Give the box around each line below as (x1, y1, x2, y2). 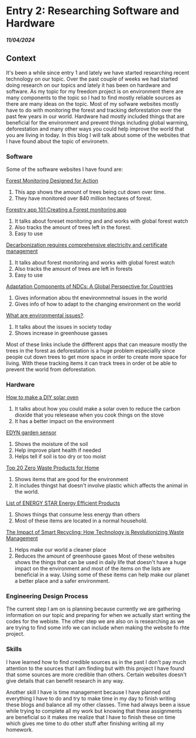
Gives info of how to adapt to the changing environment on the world (14, 300, 181, 307)
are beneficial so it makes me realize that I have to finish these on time (6, 713, 176, 720)
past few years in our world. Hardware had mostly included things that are (6, 113, 185, 120)
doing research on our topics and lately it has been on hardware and (6, 81, 171, 89)
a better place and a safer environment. (14, 578, 110, 585)
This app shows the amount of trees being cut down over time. (14, 188, 166, 195)
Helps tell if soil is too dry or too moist (14, 453, 106, 460)
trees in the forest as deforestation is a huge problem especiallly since (6, 347, 176, 354)
